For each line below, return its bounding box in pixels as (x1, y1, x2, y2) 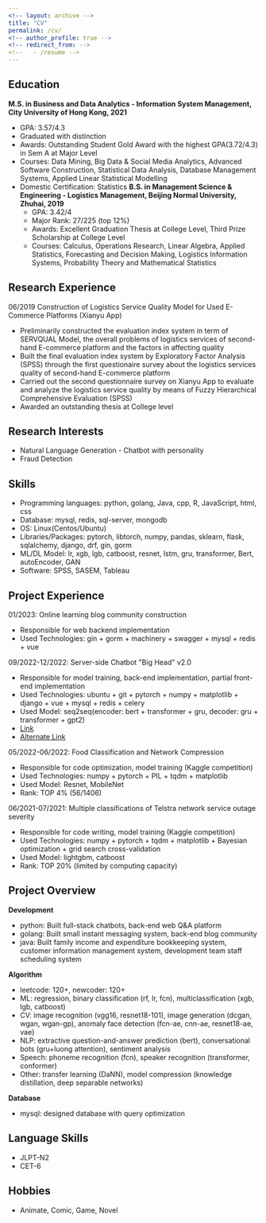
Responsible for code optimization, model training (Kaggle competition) (19, 763, 253, 773)
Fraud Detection (19, 454, 73, 464)
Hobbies (8, 1184, 52, 1198)
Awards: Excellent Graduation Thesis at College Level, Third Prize (31, 224, 246, 233)
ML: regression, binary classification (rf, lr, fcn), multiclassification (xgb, (19, 993, 255, 1003)
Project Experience (8, 588, 105, 602)
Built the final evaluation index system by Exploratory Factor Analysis (19, 351, 246, 361)
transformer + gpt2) (19, 716, 86, 725)
